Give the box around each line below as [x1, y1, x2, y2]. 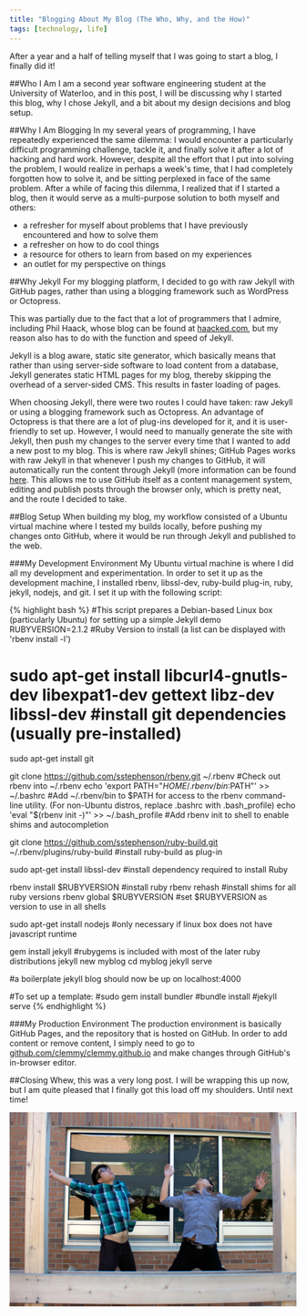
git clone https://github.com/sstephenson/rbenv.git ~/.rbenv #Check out [9, 770, 280, 782]
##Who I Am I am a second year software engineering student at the [9, 77, 267, 88]
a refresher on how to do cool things [22, 239, 159, 250]
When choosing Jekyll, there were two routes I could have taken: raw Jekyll [9, 396, 293, 407]
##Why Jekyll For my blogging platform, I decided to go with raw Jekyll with [9, 276, 295, 287]
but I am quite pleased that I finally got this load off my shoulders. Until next [9, 1085, 293, 1096]
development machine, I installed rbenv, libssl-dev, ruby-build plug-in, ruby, [9, 576, 293, 587]
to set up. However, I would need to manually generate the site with [40, 425, 293, 436]
